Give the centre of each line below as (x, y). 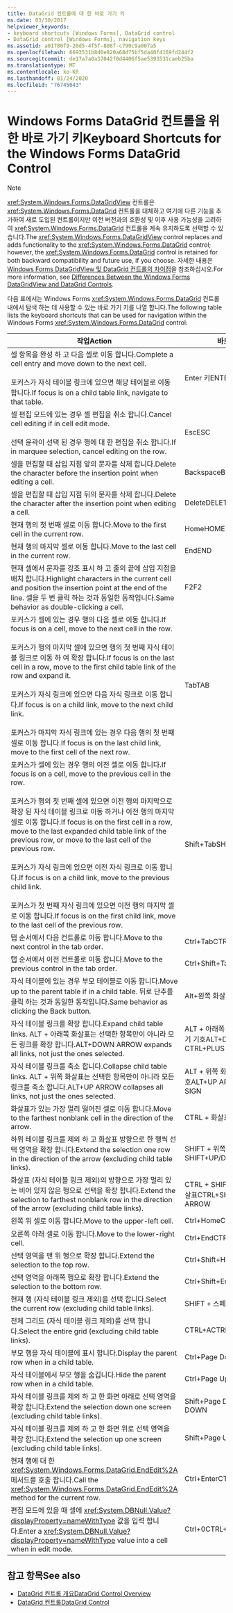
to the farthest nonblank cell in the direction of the (92, 1118)
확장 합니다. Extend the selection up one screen (86, 1439)
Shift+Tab (200, 844)
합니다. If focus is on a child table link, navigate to (89, 393)
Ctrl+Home (202, 1221)
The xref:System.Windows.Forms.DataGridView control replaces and (124, 237)
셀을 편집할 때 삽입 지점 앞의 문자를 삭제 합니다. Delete (94, 464)
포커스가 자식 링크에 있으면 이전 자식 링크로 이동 (84, 868)
